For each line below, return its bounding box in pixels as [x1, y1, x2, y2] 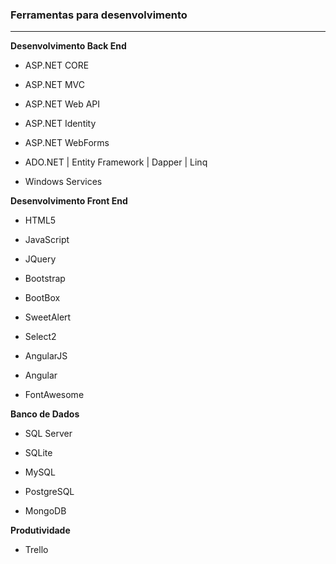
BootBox [24, 292, 61, 304]
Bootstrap [24, 273, 66, 285]
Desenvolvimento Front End [10, 195, 128, 207]
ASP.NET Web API [24, 98, 100, 110]
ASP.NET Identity [24, 118, 97, 130]
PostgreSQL [24, 486, 75, 498]
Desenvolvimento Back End [10, 40, 127, 52]
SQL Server [24, 428, 73, 440]
